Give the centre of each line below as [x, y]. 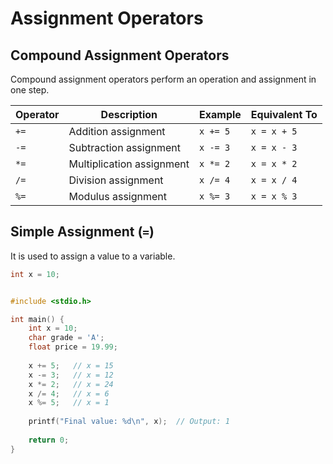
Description [129, 114]
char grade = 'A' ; [66, 338]
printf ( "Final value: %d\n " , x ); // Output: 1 [129, 422]
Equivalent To [284, 114]
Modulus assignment [117, 196]
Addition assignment [117, 131]
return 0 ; [49, 440]
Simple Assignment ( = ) [82, 232]
